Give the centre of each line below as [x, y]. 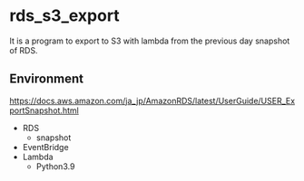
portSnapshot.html [44, 110]
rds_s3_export [64, 16]
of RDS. [24, 50]
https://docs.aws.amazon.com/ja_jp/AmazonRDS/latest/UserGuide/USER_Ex [152, 100]
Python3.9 [55, 166]
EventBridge [46, 147]
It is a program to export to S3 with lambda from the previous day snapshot [150, 41]
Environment [47, 79]
